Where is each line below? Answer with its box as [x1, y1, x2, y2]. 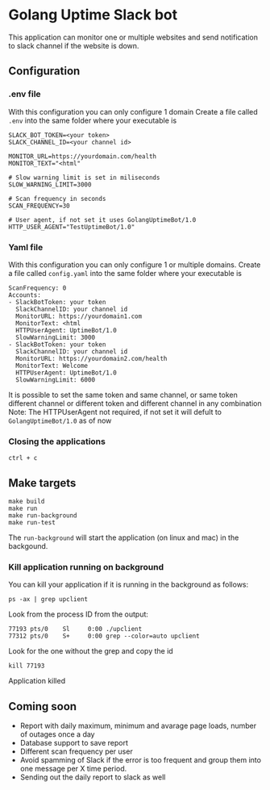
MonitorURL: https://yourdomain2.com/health [15, 354, 168, 362]
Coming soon [8, 700, 77, 713]
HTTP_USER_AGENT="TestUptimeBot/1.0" [8, 223, 135, 231]
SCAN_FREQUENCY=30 [8, 202, 70, 210]
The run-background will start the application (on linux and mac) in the [8, 533, 239, 542]
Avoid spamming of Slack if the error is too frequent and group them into [19, 755, 262, 765]
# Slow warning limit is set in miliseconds [8, 173, 160, 182]
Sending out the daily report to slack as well [19, 772, 166, 782]
